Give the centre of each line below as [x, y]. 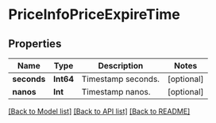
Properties [35, 44]
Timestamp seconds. [121, 79]
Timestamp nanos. [116, 92]
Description [121, 66]
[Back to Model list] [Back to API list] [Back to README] [99, 111]
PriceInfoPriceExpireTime [94, 15]
